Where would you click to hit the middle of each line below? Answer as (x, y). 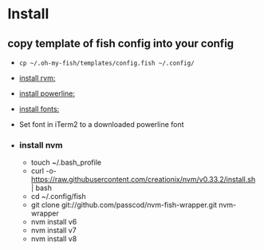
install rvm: (37, 78)
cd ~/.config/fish (58, 196)
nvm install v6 (54, 222)
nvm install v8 (54, 239)
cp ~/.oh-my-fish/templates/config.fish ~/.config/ (106, 63)
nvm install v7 (53, 230)
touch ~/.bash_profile (66, 163)
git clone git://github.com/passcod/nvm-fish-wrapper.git (124, 205)
